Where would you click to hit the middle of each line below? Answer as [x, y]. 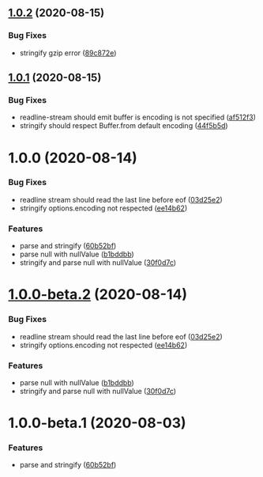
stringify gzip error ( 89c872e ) [68, 53]
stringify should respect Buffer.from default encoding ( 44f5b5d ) [124, 126]
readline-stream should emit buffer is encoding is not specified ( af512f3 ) [138, 117]
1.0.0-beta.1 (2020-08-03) [98, 423]
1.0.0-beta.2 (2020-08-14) [98, 295]
